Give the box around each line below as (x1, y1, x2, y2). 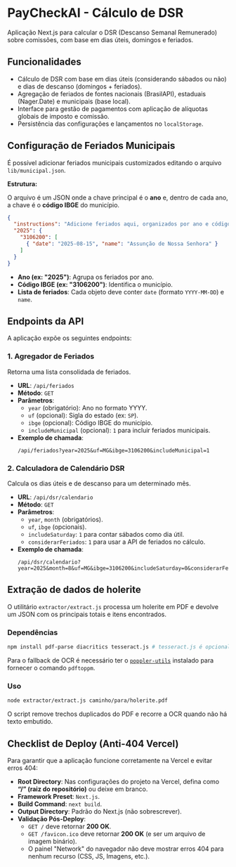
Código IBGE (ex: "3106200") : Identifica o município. (17, 280, 173, 289)
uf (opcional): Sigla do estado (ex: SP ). (27, 411, 139, 419)
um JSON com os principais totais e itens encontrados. (7, 610, 167, 618)
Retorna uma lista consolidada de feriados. (7, 367, 131, 376)
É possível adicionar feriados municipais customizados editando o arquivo (7, 158, 222, 167)
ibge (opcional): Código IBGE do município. (27, 418, 153, 426)
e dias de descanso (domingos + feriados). (17, 82, 143, 91)
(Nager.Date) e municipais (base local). (17, 97, 131, 105)
